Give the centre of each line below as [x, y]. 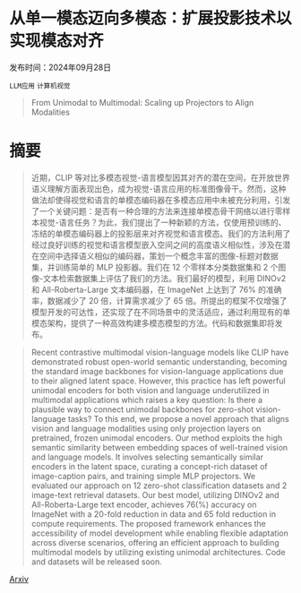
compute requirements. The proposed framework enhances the [148, 523]
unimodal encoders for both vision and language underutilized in [150, 390]
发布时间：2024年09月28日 [60, 67]
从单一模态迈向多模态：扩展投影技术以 [151, 18]
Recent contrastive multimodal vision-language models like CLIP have [160, 352]
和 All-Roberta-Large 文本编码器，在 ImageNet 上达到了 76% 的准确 [156, 289]
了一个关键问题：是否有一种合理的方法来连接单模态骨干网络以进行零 [157, 211]
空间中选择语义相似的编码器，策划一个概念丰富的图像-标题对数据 [159, 255]
